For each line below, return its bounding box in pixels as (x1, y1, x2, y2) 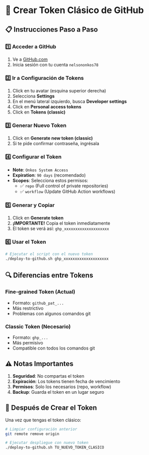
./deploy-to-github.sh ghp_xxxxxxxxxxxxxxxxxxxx (5, 256, 109, 262)
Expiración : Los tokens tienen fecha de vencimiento (12, 378, 120, 384)
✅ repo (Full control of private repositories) (20, 183, 109, 189)
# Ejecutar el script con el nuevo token (5, 252, 93, 257)
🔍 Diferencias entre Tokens (5, 271, 94, 279)
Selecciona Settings (12, 93, 55, 99)
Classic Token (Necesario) (5, 323, 71, 330)
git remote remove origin (5, 431, 59, 436)
